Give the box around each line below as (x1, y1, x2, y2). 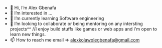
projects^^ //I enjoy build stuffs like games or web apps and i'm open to (10, 26, 157, 32)
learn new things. (10, 31, 46, 37)
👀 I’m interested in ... (10, 10, 53, 16)
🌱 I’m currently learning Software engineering (10, 15, 104, 21)
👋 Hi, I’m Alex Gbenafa (10, 5, 57, 10)
